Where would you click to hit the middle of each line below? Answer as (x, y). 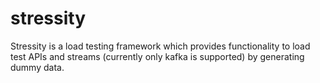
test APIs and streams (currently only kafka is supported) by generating (157, 56)
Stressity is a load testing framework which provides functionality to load (160, 46)
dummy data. (37, 67)
